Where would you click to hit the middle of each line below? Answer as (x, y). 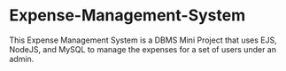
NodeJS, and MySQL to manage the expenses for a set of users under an (143, 49)
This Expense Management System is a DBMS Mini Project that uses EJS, (143, 40)
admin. (22, 59)
